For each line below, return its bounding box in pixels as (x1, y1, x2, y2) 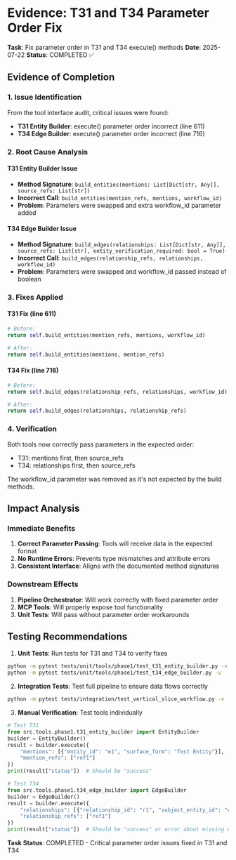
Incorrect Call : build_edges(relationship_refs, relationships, (17, 253, 204, 262)
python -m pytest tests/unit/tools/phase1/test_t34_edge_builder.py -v (7, 669, 221, 677)
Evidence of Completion (7, 72, 115, 84)
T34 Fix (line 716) (7, 366, 59, 375)
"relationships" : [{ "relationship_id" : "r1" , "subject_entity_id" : (20, 806, 221, 814)
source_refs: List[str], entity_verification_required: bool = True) (17, 247, 226, 254)
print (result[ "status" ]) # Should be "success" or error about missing (7, 826, 225, 833)
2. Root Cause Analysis (7, 147, 88, 157)
